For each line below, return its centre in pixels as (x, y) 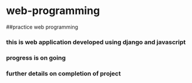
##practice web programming (42, 27)
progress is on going (36, 58)
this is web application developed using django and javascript (96, 42)
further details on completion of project (64, 73)
